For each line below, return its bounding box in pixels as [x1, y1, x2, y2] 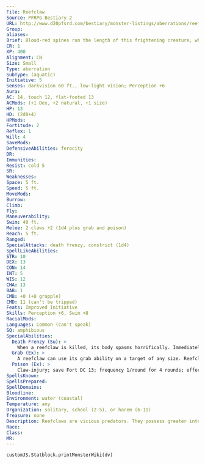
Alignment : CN [6, 54, 43, 61]
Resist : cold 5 [6, 163, 45, 169]
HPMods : [6, 117, 26, 123]
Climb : [6, 202, 23, 208]
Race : [6, 424, 20, 430]
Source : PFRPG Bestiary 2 [6, 15, 72, 21]
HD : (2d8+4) [6, 111, 37, 117]
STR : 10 [6, 253, 26, 260]
